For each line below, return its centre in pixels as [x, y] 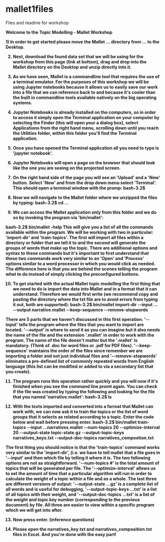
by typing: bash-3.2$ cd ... [41, 202]
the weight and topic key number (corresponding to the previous [73, 499]
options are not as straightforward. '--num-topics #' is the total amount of [82, 463]
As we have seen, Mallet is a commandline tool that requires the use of [86, 76]
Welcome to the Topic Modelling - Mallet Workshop [59, 32]
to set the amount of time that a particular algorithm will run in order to [79, 473]
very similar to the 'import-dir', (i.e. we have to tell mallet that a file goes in [83, 452]
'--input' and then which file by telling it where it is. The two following [78, 458]
